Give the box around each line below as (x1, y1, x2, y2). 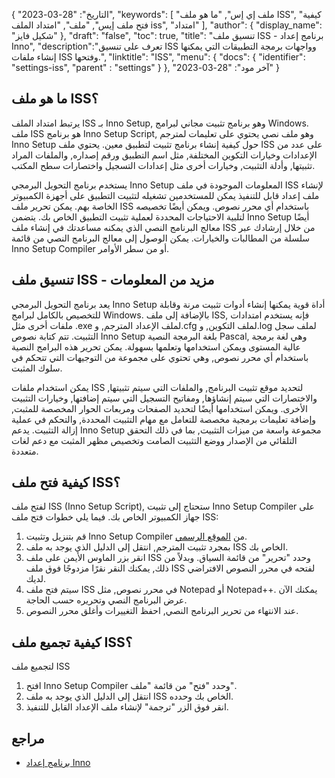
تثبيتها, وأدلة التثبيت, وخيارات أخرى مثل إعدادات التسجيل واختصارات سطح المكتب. (11, 159, 316, 171)
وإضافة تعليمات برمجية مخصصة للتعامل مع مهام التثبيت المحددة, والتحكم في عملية (11, 413, 317, 425)
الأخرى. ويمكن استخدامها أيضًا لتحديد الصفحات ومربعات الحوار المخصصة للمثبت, (11, 402, 308, 414)
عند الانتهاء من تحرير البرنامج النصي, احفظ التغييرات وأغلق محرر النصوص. (25, 605, 299, 617)
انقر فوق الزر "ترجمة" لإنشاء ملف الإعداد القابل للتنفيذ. (25, 701, 229, 713)
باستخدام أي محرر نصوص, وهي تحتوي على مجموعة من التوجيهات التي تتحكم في (11, 351, 309, 363)
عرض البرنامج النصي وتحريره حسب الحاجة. (25, 594, 188, 606)
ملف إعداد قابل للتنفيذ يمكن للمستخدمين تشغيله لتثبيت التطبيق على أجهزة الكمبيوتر (11, 189, 320, 201)
